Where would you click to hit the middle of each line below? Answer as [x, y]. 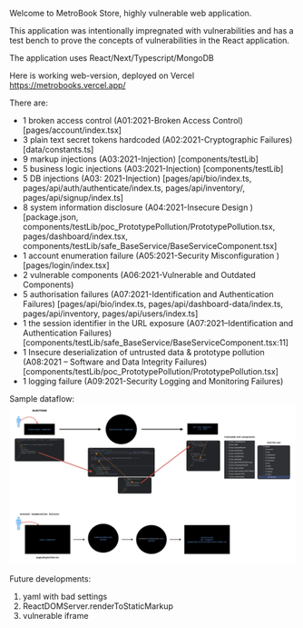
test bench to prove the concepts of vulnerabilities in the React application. [150, 40]
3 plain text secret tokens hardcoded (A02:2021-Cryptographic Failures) [157, 140]
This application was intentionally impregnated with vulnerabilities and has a [151, 30]
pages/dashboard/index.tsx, [75, 236]
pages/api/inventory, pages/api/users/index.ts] [110, 314]
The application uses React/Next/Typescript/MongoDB [112, 58]
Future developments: [50, 578]
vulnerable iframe [55, 615]
